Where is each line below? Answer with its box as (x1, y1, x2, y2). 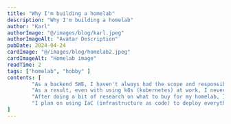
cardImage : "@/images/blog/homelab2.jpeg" (7, 49, 131, 56)
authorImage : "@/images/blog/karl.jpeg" (7, 29, 125, 37)
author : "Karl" (7, 23, 51, 30)
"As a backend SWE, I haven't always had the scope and (32, 81, 195, 87)
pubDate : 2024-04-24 (7, 42, 67, 49)
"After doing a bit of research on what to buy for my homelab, (32, 94, 220, 101)
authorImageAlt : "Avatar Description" (7, 36, 118, 43)
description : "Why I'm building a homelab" (7, 17, 134, 23)
